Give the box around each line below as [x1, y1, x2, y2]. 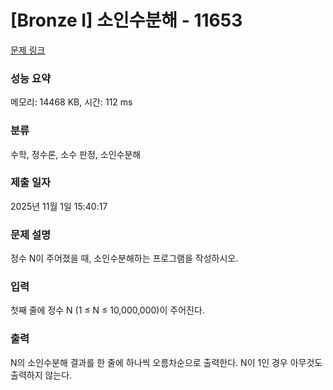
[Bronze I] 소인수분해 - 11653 [10, 9, 243, 32]
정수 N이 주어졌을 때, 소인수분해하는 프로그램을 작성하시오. [10, 252, 239, 265]
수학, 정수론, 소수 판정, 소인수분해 [10, 148, 142, 160]
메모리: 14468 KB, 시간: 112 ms [10, 96, 133, 108]
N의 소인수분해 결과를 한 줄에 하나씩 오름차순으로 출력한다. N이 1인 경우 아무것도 [10, 356, 323, 368]
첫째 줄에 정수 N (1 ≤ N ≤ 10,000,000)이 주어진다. [10, 304, 205, 316]
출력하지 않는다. [10, 369, 73, 381]
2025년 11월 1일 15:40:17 [10, 200, 108, 212]
